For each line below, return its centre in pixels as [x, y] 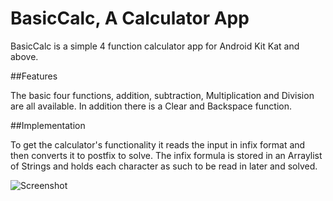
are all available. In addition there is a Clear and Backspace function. [151, 106]
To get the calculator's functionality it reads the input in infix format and [158, 144]
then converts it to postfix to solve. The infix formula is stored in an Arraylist [166, 155]
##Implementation [48, 125]
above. [24, 56]
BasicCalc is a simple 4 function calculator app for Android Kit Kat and [155, 46]
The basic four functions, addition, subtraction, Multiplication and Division [162, 95]
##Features [34, 76]
